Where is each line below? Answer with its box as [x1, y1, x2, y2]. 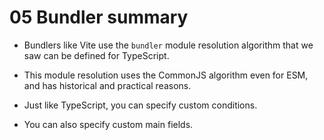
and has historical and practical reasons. [23, 79, 192, 91]
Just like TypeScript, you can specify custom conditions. [23, 99, 258, 111]
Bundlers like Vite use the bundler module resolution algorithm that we [23, 39, 314, 51]
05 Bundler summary [9, 6, 189, 29]
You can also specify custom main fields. [23, 118, 194, 130]
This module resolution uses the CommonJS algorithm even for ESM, [23, 69, 309, 81]
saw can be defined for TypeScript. [23, 49, 170, 61]
